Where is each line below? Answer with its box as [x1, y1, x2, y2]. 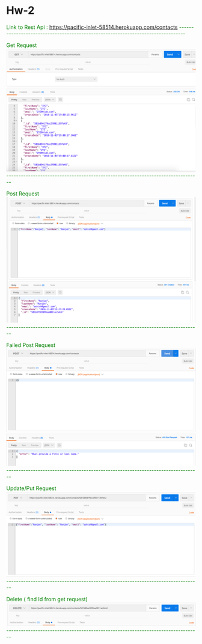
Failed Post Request [6, 341, 56, 349]
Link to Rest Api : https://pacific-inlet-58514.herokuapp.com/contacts [6, 23, 178, 31]
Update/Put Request [6, 485, 57, 492]
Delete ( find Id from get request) [6, 596, 88, 603]
